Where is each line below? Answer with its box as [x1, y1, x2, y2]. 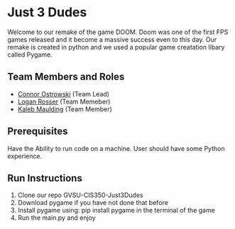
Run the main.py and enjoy [17, 213, 96, 222]
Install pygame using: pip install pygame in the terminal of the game [17, 206, 215, 215]
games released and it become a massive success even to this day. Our [7, 35, 217, 43]
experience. [7, 152, 43, 160]
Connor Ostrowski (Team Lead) [17, 89, 110, 98]
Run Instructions [7, 172, 83, 184]
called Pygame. [7, 50, 53, 59]
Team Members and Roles [7, 71, 125, 83]
